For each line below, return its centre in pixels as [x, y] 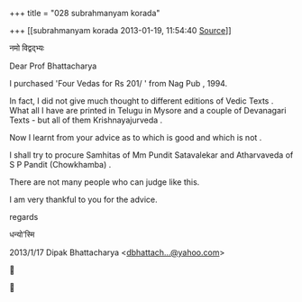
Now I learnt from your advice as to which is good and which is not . [136, 137]
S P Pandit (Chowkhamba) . [60, 165]
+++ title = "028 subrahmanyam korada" [85, 13]
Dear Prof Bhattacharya [53, 66]
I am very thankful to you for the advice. [83, 199]
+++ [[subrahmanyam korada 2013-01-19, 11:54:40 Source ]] [120, 30]
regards [24, 217]
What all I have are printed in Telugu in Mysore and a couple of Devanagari [148, 110]
